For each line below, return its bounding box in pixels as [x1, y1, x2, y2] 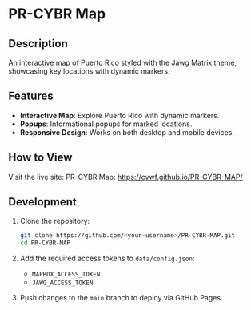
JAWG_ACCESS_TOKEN [31, 279, 94, 288]
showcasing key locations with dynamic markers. [8, 66, 170, 76]
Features [8, 89, 54, 103]
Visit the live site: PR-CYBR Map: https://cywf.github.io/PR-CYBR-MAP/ [8, 172, 243, 181]
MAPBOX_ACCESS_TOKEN [31, 271, 101, 279]
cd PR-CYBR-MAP [19, 239, 71, 248]
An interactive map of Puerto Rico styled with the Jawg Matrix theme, [8, 58, 237, 67]
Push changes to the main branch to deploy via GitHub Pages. [19, 293, 223, 303]
